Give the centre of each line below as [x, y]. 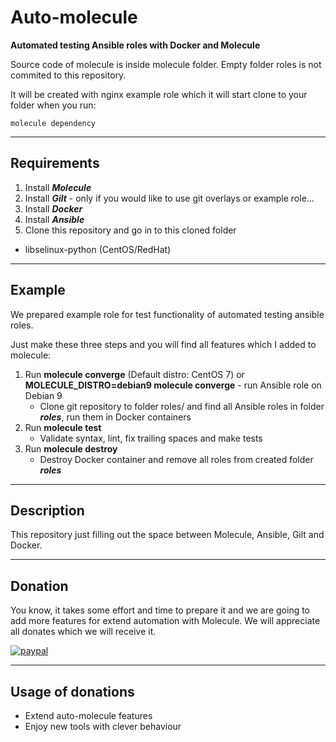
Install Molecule [58, 187]
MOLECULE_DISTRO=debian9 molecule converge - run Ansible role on [173, 385]
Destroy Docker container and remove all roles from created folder [176, 459]
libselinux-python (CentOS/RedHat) [98, 249]
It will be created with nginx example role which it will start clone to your [159, 94]
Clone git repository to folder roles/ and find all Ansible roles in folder [182, 406]
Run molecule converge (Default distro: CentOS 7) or [134, 374]
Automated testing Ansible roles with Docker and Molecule [135, 45]
